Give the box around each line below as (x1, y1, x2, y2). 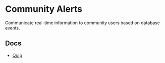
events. (5, 25, 20, 31)
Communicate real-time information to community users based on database (5, 20, 160, 26)
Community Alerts (5, 3, 83, 15)
